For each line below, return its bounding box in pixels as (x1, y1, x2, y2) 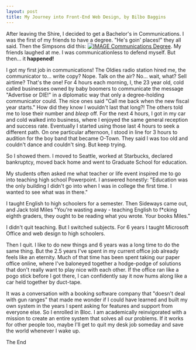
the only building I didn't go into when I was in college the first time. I (6, 182, 172, 189)
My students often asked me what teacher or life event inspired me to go (6, 170, 181, 177)
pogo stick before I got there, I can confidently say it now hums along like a (6, 272, 187, 279)
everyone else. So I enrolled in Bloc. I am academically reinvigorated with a (6, 308, 187, 315)
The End (6, 338, 26, 345)
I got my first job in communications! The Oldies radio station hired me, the (6, 66, 186, 73)
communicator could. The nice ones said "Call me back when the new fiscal (6, 97, 189, 104)
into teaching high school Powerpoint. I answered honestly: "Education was (6, 176, 188, 183)
